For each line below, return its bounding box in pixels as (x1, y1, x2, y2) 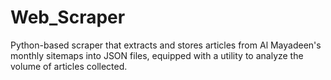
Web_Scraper (10, 6, 126, 29)
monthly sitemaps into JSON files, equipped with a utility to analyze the (10, 49, 304, 61)
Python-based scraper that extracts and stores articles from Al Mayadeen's (10, 39, 322, 51)
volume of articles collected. (10, 60, 128, 72)
